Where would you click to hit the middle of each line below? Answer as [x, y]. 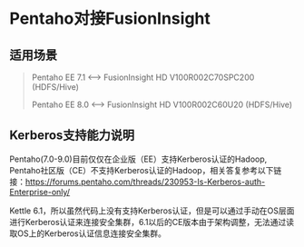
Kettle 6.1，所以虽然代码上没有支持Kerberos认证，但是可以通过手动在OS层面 [152, 211]
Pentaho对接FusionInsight [110, 19]
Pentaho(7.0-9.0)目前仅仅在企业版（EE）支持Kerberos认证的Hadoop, [138, 159]
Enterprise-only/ [40, 192]
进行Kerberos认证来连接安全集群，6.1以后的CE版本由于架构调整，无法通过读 [152, 222]
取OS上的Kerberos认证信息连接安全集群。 [88, 233]
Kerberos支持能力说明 [72, 136]
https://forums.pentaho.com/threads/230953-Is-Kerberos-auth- [146, 182]
